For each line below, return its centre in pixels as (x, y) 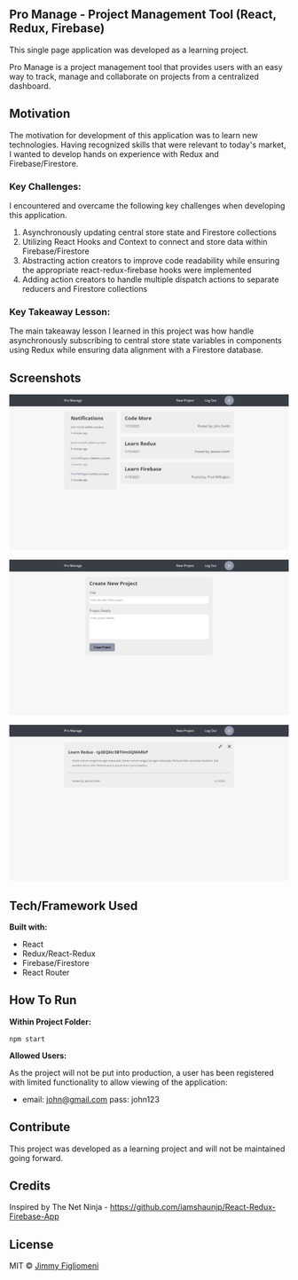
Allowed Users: (38, 1056)
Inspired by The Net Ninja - (59, 1207)
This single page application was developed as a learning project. (129, 50)
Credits (30, 1186)
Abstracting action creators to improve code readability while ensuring (151, 260)
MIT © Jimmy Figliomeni (54, 1266)
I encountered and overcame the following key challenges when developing (147, 205)
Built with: (28, 927)
